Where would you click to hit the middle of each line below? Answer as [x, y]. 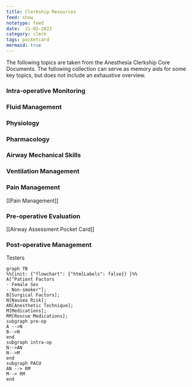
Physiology [23, 123]
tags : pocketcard [28, 40]
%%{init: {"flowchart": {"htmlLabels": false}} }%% [72, 274]
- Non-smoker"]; [26, 290]
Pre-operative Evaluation [43, 216]
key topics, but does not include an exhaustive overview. [76, 75]
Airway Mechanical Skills [44, 155]
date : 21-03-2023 [29, 29]
